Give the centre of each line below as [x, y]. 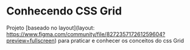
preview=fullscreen [30, 40]
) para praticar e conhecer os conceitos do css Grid [119, 40]
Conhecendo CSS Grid [64, 11]
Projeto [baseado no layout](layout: [51, 28]
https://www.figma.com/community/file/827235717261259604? [86, 34]
